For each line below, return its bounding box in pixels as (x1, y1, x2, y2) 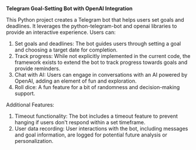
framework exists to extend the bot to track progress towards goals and (14, 59, 188, 66)
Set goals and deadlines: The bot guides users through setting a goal (14, 40, 181, 47)
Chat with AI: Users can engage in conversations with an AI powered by (14, 71, 188, 78)
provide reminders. (14, 65, 61, 72)
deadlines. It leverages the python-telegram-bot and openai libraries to (6, 23, 177, 29)
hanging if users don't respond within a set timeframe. (14, 119, 146, 125)
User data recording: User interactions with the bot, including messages (14, 125, 188, 132)
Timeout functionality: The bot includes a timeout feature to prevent (14, 112, 178, 120)
